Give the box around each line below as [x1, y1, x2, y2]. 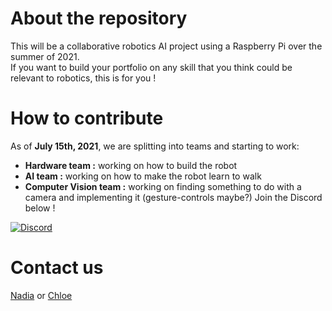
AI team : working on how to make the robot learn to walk [24, 170, 262, 182]
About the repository [10, 7, 188, 30]
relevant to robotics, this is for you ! [10, 72, 157, 84]
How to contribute [10, 107, 164, 130]
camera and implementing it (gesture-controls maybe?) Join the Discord [24, 191, 323, 203]
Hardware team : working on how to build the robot [24, 159, 238, 171]
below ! [24, 202, 56, 214]
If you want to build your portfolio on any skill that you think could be [10, 61, 293, 73]
